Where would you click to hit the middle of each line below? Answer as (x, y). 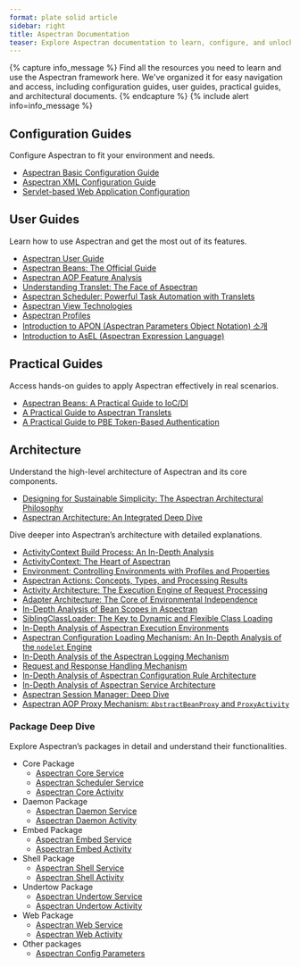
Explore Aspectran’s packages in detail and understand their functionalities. (148, 746)
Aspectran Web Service (79, 924)
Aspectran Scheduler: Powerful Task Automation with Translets (138, 296)
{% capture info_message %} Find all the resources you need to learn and (146, 68)
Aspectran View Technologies (77, 305)
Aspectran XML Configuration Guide (89, 182)
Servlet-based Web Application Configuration (106, 192)
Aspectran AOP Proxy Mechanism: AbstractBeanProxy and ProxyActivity (156, 704)
